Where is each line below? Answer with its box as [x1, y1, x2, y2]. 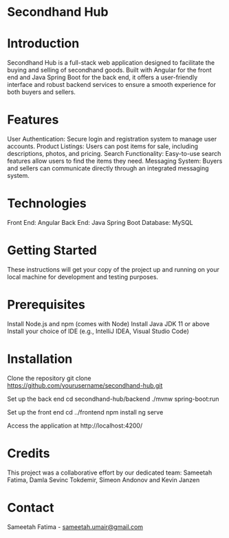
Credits [7, 446, 50, 461]
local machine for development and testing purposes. [7, 272, 159, 281]
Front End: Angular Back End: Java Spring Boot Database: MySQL [7, 219, 194, 226]
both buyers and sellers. [7, 88, 76, 97]
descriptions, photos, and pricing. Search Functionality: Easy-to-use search [7, 150, 221, 158]
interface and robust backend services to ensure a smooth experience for [7, 81, 217, 89]
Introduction [7, 36, 80, 52]
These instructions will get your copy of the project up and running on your [7, 265, 220, 273]
